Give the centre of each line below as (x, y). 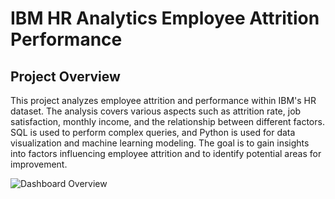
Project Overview (65, 76)
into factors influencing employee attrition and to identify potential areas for (166, 153)
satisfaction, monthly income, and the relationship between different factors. (167, 121)
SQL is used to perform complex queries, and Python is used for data (153, 132)
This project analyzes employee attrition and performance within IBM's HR (163, 100)
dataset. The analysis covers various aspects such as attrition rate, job (156, 111)
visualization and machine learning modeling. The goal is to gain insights (160, 143)
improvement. (39, 164)
